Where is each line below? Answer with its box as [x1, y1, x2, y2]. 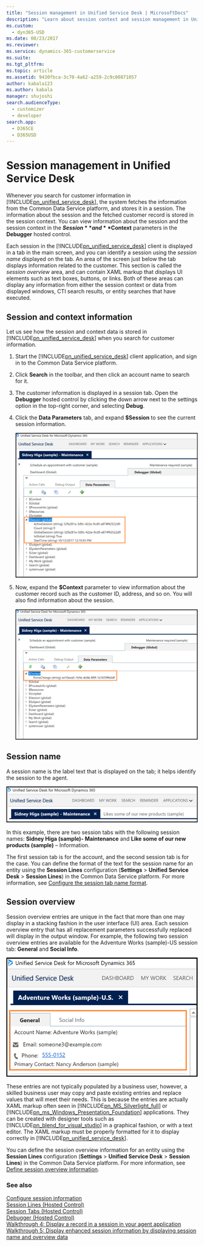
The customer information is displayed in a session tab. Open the [15, 390, 178, 396]
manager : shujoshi [6, 93, 53, 100]
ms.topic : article [6, 68, 53, 74]
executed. [6, 294, 32, 301]
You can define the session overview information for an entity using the [6, 1146, 185, 1153]
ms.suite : [6, 55, 32, 61]
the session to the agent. [6, 774, 69, 782]
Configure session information [6, 1195, 82, 1202]
